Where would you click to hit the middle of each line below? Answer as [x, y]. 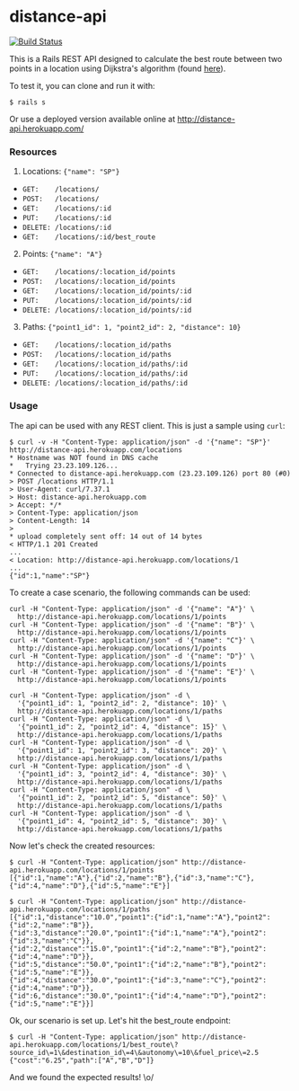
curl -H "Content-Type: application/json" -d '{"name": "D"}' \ [132, 656]
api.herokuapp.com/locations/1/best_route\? [94, 1044]
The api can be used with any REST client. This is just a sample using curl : [147, 425]
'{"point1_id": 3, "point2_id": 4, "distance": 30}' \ [122, 774]
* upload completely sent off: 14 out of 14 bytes [106, 537]
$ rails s [28, 102]
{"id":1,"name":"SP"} [50, 576]
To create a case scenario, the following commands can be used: [130, 592]
